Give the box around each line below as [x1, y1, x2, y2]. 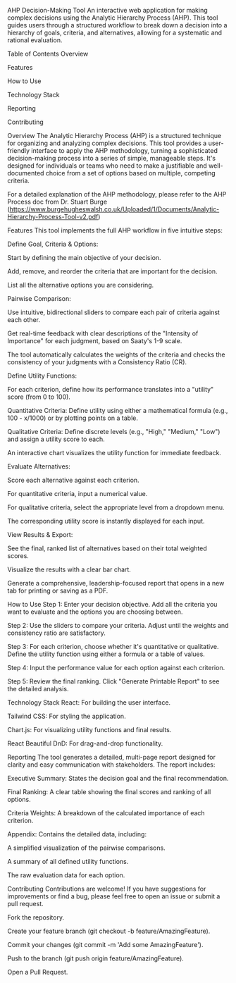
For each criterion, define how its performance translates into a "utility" [7, 385, 214, 393]
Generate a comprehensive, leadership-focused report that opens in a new [7, 579, 225, 587]
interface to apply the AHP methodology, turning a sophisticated [31, 147, 218, 154]
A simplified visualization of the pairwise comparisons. [7, 843, 166, 852]
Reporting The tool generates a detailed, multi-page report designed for [7, 753, 216, 761]
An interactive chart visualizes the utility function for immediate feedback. [7, 449, 222, 457]
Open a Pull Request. [7, 968, 68, 976]
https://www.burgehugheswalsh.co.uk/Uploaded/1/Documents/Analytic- [9, 205, 220, 214]
